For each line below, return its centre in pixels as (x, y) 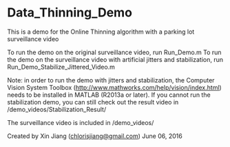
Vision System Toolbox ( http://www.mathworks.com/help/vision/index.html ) (114, 87)
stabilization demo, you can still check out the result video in (93, 102)
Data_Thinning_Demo (70, 13)
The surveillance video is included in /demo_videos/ (81, 122)
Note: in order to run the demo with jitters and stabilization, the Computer (111, 80)
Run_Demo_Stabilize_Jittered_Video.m (61, 67)
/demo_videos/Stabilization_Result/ (57, 109)
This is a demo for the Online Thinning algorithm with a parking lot (101, 32)
